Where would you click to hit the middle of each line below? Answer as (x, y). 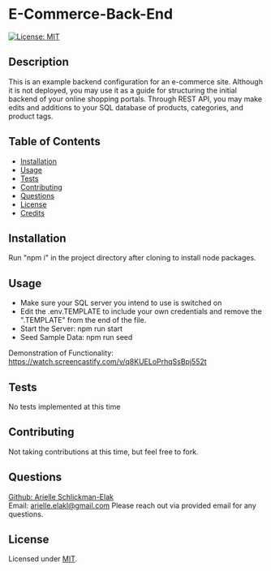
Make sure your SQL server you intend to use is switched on (121, 303)
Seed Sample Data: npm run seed (76, 337)
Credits (32, 213)
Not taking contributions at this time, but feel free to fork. (103, 452)
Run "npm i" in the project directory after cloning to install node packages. (133, 258)
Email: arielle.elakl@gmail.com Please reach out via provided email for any (133, 505)
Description (39, 62)
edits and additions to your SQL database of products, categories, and (126, 107)
